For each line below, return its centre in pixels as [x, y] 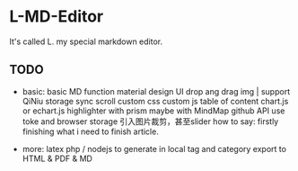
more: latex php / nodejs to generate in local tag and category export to [154, 148]
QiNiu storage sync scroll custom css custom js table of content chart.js [155, 101]
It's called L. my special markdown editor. [86, 41]
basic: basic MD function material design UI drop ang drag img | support [156, 91]
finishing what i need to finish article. [90, 131]
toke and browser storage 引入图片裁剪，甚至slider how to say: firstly [150, 121]
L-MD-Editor [57, 17]
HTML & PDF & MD [57, 158]
